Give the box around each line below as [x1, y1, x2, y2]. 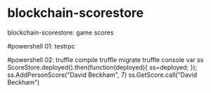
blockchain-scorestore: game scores [7, 28, 114, 37]
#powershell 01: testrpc [7, 42, 75, 50]
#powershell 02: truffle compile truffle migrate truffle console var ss [7, 55, 204, 64]
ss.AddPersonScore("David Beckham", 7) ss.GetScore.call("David [7, 70, 198, 79]
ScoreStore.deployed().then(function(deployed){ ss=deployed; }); [7, 63, 198, 71]
